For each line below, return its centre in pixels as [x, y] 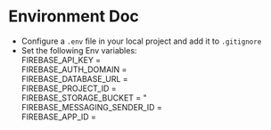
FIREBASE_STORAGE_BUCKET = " [84, 97]
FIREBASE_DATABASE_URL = [74, 78]
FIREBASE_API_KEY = [61, 60]
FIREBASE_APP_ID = [59, 117]
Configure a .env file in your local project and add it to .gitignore [141, 41]
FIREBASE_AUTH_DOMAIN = [74, 69]
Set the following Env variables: [79, 50]
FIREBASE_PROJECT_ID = [69, 88]
